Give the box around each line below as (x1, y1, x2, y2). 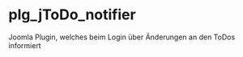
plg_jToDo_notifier (8, 6, 136, 24)
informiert (8, 40, 42, 50)
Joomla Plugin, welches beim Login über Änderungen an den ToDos (8, 32, 236, 42)
